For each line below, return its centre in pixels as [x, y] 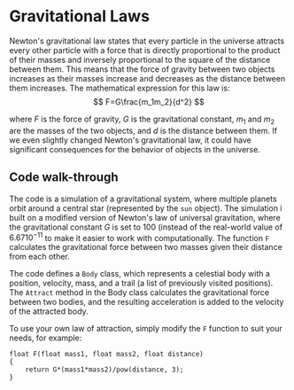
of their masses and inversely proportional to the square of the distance [140, 59]
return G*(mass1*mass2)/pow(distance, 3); [104, 370]
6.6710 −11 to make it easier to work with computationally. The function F [139, 237]
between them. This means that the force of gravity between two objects [142, 69]
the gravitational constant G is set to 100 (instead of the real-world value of [146, 227]
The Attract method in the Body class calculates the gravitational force [139, 292]
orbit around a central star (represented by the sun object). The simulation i [146, 208]
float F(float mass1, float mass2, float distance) [106, 355]
